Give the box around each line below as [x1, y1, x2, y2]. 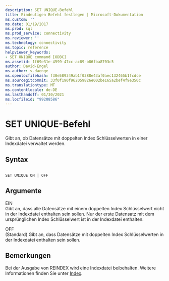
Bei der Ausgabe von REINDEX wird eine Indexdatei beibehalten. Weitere [5, 265, 156, 271]
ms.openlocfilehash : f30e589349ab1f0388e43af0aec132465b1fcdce [5, 73, 141, 78]
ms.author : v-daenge [5, 69, 49, 74]
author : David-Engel [5, 64, 49, 69]
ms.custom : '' [5, 17, 35, 22]
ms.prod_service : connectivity [5, 31, 71, 36]
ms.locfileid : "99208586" [5, 97, 60, 102]
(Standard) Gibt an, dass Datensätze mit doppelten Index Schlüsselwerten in [5, 231, 164, 238]
